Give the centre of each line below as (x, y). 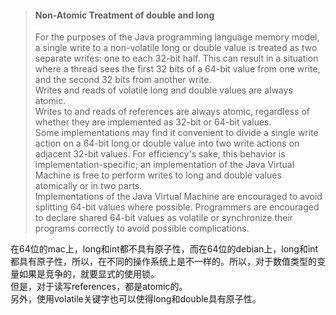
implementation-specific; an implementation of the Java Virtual (164, 165)
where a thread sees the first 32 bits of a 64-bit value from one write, (177, 69)
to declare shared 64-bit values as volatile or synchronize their (164, 218)
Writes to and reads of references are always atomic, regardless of (172, 112)
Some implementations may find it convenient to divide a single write (176, 133)
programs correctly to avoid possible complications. (142, 228)
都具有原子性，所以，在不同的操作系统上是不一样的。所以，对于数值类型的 (163, 262)
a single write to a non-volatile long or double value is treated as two (176, 48)
